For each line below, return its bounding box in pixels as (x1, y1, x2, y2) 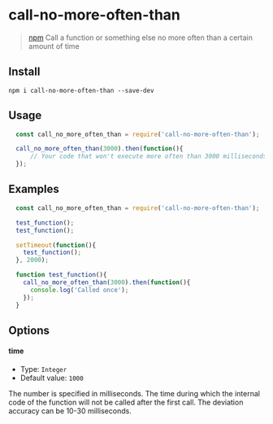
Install (8, 65, 41, 79)
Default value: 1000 (19, 373, 84, 383)
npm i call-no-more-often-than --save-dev (8, 86, 154, 94)
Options (8, 323, 50, 337)
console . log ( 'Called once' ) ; (29, 286, 129, 294)
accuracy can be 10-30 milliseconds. (8, 406, 132, 416)
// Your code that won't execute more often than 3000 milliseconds (29, 152, 267, 160)
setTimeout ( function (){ (15, 241, 96, 249)
